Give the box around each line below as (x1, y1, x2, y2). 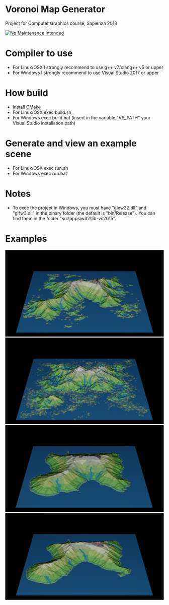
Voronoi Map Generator (5, 4, 106, 15)
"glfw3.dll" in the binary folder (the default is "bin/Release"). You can (12, 210, 155, 216)
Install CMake (12, 104, 41, 110)
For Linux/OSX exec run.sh (12, 165, 68, 171)
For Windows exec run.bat (12, 170, 67, 176)
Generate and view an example (5, 138, 137, 149)
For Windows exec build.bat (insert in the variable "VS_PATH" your (12, 114, 151, 120)
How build (5, 87, 49, 99)
